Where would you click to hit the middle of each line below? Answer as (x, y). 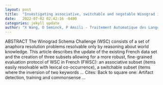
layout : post (18, 9)
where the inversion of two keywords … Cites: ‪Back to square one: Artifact (79, 72)
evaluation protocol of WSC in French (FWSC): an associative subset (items (81, 62)
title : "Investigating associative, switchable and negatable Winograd (80, 14)
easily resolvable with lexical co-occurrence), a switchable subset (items (78, 67)
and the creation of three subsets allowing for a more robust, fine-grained (79, 57)
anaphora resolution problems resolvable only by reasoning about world (77, 47)
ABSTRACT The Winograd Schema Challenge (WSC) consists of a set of (77, 41)
